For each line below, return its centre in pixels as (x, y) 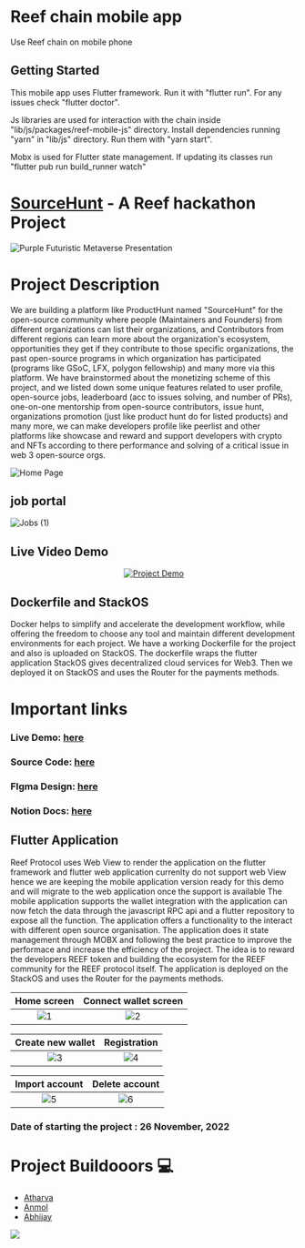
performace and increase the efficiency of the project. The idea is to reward (152, 949)
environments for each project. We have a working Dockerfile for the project (153, 644)
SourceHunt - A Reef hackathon (133, 203)
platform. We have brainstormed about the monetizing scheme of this (141, 377)
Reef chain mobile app (97, 17)
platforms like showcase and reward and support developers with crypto (147, 435)
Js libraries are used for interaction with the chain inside (116, 119)
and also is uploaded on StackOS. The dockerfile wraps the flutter (134, 654)
